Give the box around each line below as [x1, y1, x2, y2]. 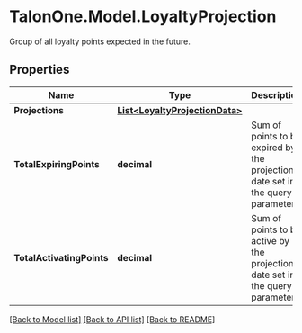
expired [251, 141, 283, 154]
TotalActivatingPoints [13, 251, 110, 264]
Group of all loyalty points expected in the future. [9, 36, 191, 47]
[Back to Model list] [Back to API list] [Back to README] [9, 313, 216, 325]
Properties [9, 62, 70, 77]
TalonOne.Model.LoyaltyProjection [9, 6, 277, 27]
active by [251, 234, 290, 247]
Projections [13, 103, 65, 116]
